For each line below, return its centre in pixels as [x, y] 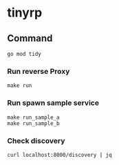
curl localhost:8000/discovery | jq [60, 155]
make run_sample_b [33, 123]
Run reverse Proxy [39, 71]
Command [30, 38]
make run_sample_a [33, 117]
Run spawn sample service [53, 103]
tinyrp [25, 13]
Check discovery [36, 141]
